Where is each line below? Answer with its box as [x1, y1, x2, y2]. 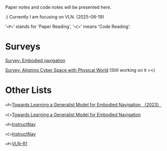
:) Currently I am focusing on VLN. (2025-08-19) [5, 14, 105, 19]
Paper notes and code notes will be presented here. [5, 4, 112, 10]
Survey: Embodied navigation [5, 57, 66, 63]
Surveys [5, 41, 41, 52]
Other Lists [5, 85, 52, 96]
